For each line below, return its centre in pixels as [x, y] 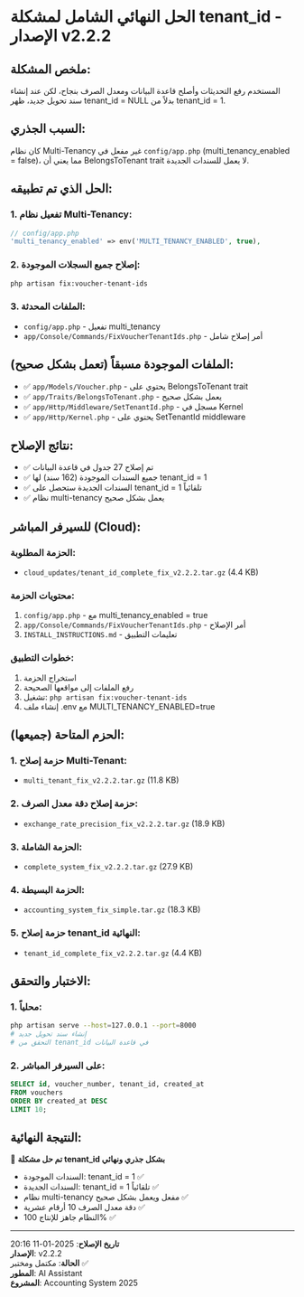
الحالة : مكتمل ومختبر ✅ [50, 1264]
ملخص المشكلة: [51, 69]
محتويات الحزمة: [42, 596]
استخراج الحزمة [50, 677]
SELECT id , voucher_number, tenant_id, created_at [107, 1085]
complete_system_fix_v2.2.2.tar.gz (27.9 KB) [108, 866]
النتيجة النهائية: [46, 1137]
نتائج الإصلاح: [42, 445]
